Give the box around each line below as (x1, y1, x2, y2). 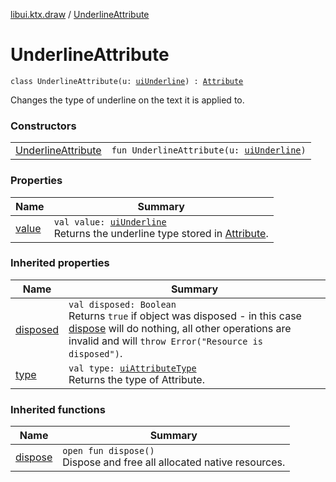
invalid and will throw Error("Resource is (68, 334, 263, 348)
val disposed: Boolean (68, 299, 177, 310)
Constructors (10, 119, 77, 133)
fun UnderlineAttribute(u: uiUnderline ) (111, 145, 307, 156)
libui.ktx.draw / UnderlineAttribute (10, 9, 150, 20)
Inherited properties (10, 256, 110, 270)
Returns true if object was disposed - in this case (68, 309, 302, 323)
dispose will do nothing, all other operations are (68, 321, 292, 335)
